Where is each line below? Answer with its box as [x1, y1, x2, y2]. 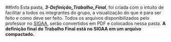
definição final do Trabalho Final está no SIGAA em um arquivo [5, 26, 142, 32]
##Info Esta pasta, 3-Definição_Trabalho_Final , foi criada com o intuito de [5, 5, 164, 10]
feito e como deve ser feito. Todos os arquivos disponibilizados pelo [5, 15, 150, 21]
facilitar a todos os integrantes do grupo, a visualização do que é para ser [5, 10, 162, 16]
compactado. [5, 31, 35, 37]
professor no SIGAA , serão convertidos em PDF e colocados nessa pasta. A [5, 20, 166, 26]
